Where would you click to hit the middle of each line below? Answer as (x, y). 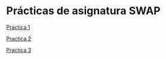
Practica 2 (19, 38)
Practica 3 (19, 50)
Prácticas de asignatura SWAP (83, 11)
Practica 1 (18, 27)
